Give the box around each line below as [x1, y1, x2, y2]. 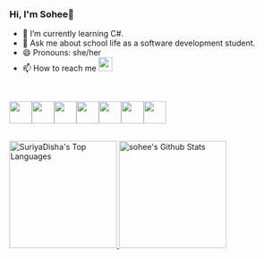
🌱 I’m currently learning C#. [21, 29, 123, 39]
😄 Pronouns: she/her [21, 47, 101, 58]
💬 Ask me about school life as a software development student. [21, 38, 256, 48]
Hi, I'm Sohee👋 [9, 8, 74, 21]
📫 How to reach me [21, 63, 97, 74]
